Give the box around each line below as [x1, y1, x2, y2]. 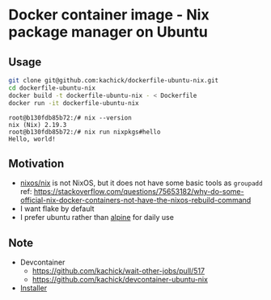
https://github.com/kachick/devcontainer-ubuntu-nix [32, 275, 209, 285]
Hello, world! [8, 135, 57, 143]
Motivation [8, 156, 65, 171]
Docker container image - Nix [8, 6, 210, 24]
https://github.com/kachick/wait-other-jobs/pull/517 [32, 266, 205, 276]
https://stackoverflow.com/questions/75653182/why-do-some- [33, 187, 244, 196]
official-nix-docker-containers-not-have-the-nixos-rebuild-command [19, 196, 252, 205]
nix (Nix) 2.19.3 [8, 120, 67, 129]
